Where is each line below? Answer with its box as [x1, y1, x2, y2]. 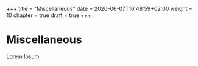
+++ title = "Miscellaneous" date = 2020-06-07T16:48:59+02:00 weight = [6, 5, 193, 12]
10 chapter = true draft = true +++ [6, 12, 91, 19]
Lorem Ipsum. [6, 53, 41, 60]
